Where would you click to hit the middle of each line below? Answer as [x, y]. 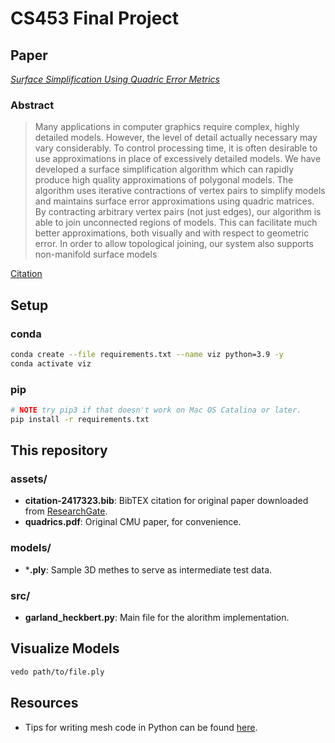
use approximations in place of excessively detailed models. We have [178, 159]
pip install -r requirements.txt [80, 419]
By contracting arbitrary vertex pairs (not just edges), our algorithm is [178, 212]
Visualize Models [65, 648]
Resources [44, 703]
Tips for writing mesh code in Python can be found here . [141, 727]
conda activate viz [51, 363]
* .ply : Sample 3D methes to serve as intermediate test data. [148, 569]
